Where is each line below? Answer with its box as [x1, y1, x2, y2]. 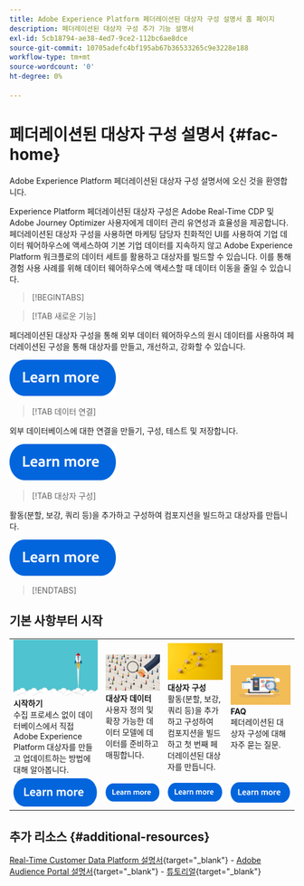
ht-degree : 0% [9, 72, 63, 81]
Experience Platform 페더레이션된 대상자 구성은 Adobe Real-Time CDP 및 [9, 205, 274, 216]
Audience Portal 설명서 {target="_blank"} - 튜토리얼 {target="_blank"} [9, 866, 262, 877]
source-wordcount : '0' [9, 62, 95, 71]
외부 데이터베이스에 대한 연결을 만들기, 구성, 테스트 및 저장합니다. [9, 425, 239, 436]
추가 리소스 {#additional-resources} [9, 829, 211, 844]
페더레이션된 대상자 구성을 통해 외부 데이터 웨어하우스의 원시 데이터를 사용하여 [9, 329, 285, 340]
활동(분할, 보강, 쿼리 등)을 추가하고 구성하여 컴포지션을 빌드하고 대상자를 [9, 510, 264, 520]
